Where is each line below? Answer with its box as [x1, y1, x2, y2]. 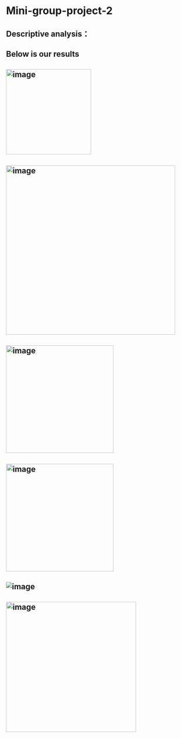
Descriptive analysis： [6, 29, 90, 39]
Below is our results [6, 49, 80, 59]
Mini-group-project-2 [6, 4, 113, 18]
